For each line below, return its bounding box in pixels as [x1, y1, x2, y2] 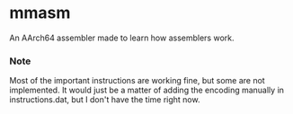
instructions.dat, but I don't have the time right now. [9, 94, 200, 105]
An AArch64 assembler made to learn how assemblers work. [9, 32, 235, 43]
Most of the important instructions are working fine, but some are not [9, 75, 265, 86]
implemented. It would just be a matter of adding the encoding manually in [9, 84, 285, 96]
